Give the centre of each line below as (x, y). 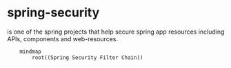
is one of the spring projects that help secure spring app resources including (116, 32)
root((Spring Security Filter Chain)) (88, 57)
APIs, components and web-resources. (63, 38)
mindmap (30, 52)
